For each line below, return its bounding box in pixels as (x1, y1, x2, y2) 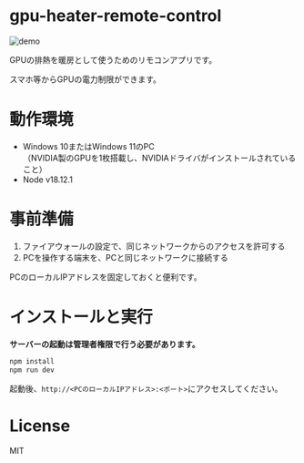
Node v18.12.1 (22, 174, 73, 185)
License (9, 416, 71, 436)
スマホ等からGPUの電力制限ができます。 (9, 74, 161, 85)
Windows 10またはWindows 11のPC (22, 140, 155, 151)
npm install (9, 356, 55, 365)
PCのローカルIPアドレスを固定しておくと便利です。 (9, 271, 202, 283)
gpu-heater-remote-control (9, 5, 222, 26)
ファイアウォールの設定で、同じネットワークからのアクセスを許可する (22, 241, 286, 252)
